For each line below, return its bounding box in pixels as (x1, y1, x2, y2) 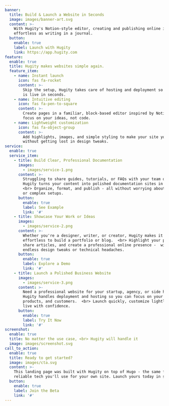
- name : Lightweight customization (14, 120, 89, 125)
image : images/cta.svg (9, 360, 57, 365)
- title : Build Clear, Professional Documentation (14, 158, 123, 163)
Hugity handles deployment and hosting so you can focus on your (23, 294, 163, 299)
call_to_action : (5, 346, 39, 351)
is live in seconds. (23, 92, 66, 97)
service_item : (9, 153, 39, 158)
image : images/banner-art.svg (9, 17, 73, 22)
